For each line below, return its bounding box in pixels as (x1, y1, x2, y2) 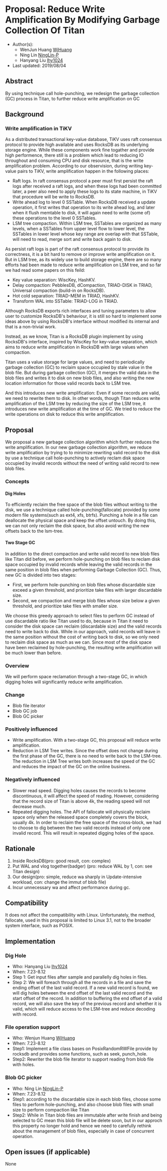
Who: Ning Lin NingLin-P (12, 1086, 64, 1092)
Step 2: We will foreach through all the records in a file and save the (12, 980, 152, 986)
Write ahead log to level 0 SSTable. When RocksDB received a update (12, 199, 156, 205)
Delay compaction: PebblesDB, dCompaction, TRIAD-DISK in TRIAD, (12, 282, 153, 288)
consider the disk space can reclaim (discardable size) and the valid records (5, 623, 162, 629)
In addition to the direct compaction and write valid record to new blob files (5, 551, 160, 557)
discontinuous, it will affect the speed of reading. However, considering (12, 793, 159, 799)
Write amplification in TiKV (5, 125, 72, 132)
